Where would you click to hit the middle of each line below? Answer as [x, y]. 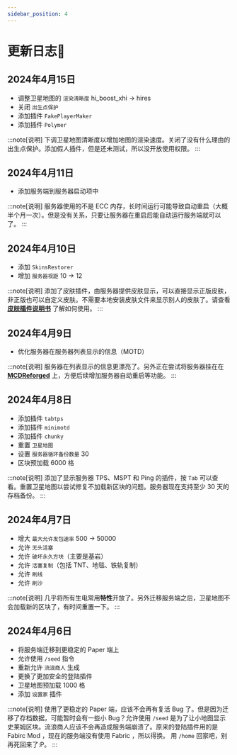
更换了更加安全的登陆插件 [55, 676]
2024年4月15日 [41, 80]
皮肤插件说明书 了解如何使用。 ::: [55, 308]
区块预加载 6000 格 [46, 462]
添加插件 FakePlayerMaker [55, 116]
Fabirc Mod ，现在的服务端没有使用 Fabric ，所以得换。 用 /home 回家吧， [114, 735]
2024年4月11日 [41, 173]
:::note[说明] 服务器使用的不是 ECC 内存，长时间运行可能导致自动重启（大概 [118, 206]
